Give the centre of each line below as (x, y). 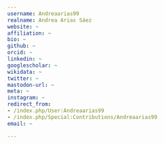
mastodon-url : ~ (31, 85)
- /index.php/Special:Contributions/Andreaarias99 (82, 117)
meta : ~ (18, 91)
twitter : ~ (23, 78)
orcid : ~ (20, 53)
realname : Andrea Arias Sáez (50, 20)
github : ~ (22, 46)
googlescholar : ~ (32, 65)
